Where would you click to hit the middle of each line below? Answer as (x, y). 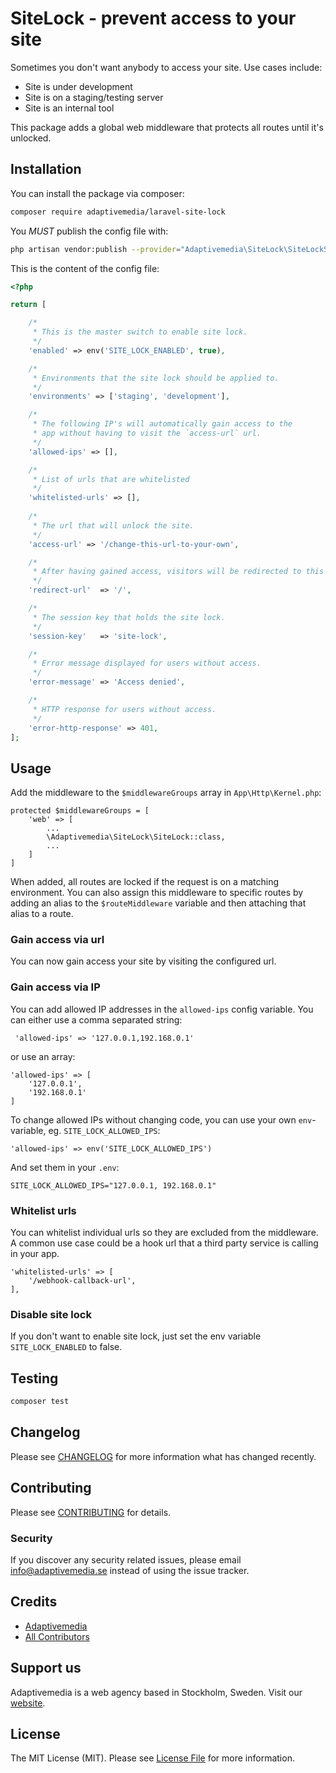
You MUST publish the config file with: (89, 231)
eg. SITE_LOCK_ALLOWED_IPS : (104, 1130)
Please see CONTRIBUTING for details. (91, 1512)
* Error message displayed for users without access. (147, 663)
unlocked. (31, 138)
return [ (28, 305)
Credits (34, 1602)
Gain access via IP (55, 987)
